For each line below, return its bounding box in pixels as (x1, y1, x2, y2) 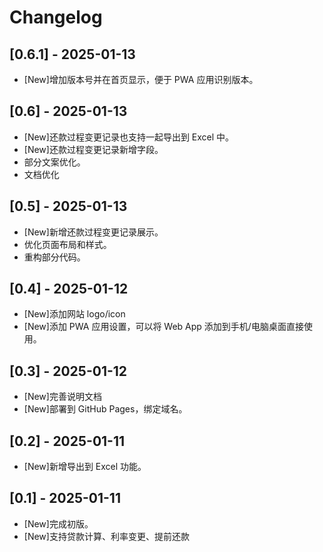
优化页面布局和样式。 (23, 238, 112, 250)
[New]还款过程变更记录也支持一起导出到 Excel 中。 (23, 131, 235, 143)
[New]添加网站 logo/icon (23, 308, 126, 320)
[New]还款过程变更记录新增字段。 (23, 143, 164, 155)
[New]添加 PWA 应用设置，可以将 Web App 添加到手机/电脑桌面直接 (23, 321, 304, 333)
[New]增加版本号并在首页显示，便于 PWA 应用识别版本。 (23, 74, 259, 85)
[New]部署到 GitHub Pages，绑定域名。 (23, 403, 188, 415)
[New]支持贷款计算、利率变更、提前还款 (23, 530, 190, 542)
